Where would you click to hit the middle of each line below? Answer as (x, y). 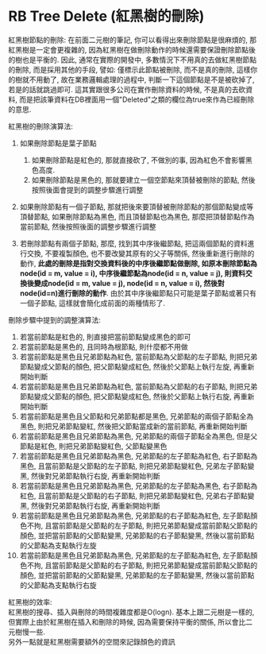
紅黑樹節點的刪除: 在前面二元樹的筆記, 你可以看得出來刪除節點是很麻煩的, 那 (132, 40)
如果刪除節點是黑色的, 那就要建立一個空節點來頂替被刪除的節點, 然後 (143, 180)
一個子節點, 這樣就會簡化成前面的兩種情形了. (92, 303)
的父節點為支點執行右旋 (58, 585)
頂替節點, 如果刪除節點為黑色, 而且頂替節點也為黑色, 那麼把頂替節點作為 (137, 216)
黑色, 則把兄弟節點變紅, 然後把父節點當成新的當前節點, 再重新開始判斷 (133, 426)
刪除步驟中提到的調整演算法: (55, 319)
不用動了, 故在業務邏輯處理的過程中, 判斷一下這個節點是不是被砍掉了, (142, 79)
